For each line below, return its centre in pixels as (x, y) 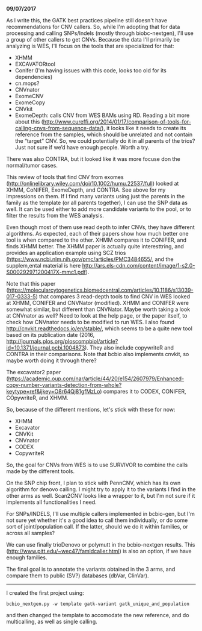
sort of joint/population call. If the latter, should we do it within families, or (97, 526)
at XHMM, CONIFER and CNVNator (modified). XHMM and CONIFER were (98, 303)
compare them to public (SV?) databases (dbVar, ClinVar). (78, 576)
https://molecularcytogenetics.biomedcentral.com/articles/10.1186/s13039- (101, 290)
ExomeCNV (29, 96)
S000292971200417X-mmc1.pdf (46, 272)
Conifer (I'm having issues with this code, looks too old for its (90, 71)
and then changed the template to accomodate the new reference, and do (98, 615)
